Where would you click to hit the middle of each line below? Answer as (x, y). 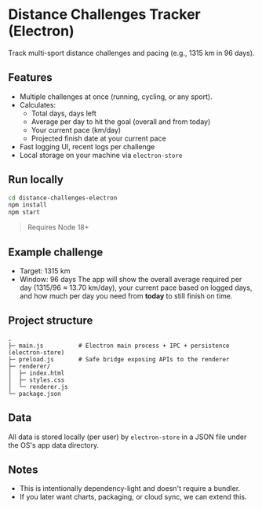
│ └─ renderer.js (38, 386)
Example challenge (56, 252)
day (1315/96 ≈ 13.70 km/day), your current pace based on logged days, (136, 287)
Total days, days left (64, 113)
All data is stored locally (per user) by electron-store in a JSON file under (127, 437)
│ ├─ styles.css (36, 380)
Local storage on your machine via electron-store (101, 155)
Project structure (51, 321)
